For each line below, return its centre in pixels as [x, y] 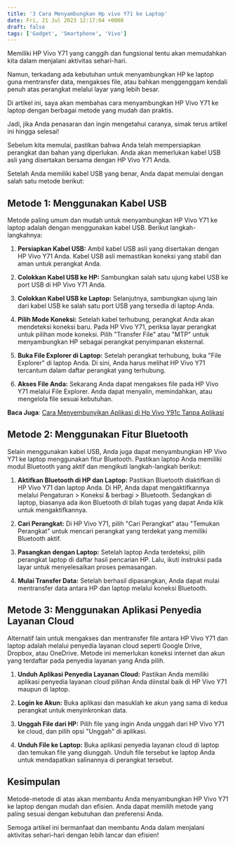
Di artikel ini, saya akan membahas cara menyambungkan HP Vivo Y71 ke [113, 103]
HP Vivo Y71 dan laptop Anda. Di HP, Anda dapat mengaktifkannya [113, 487]
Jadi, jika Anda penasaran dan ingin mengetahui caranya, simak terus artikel [117, 124]
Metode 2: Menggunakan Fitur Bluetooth [98, 435]
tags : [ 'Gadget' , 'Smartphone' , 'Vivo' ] [67, 33]
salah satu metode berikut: [46, 181]
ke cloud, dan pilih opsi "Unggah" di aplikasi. [82, 731]
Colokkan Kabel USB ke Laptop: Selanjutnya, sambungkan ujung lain [117, 299]
